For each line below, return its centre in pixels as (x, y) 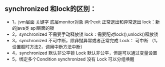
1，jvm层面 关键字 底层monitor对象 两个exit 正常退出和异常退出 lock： (84, 22)
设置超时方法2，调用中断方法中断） (48, 47)
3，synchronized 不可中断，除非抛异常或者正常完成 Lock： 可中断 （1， (86, 40)
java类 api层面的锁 (35, 28)
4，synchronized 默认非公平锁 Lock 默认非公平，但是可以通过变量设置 (84, 53)
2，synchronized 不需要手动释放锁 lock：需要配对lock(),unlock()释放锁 (85, 34)
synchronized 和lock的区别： (51, 9)
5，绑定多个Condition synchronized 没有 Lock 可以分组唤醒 (73, 59)
